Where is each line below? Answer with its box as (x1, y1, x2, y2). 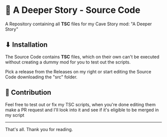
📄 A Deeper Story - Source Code (5, 4, 141, 16)
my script (5, 112, 25, 118)
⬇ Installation (5, 41, 48, 49)
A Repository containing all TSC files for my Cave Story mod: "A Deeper (5, 21, 152, 27)
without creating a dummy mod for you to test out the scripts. (5, 59, 131, 65)
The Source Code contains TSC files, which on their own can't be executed (5, 54, 160, 60)
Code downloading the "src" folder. (5, 74, 78, 80)
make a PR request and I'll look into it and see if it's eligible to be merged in (5, 107, 159, 113)
